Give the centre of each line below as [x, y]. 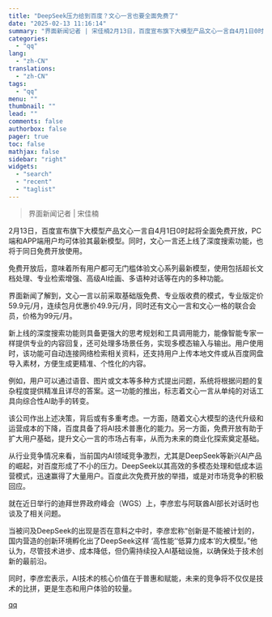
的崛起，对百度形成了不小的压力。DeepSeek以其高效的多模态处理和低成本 [132, 465]
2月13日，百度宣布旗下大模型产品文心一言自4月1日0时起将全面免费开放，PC [135, 230]
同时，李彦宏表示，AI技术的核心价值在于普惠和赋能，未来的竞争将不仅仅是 [132, 578]
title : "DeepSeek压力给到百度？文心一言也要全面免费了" [93, 16]
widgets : [23, 167]
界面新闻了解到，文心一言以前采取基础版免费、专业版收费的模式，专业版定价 [136, 295]
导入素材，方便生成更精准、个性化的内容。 [79, 363]
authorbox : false [38, 129]
